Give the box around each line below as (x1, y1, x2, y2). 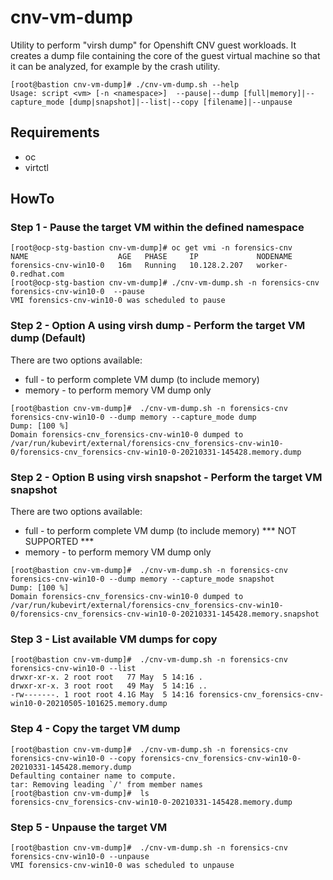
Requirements (10, 124, 100, 141)
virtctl (24, 161, 49, 173)
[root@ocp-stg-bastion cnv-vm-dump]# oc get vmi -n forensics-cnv (10, 243, 293, 253)
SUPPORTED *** (24, 536, 95, 548)
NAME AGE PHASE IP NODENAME (10, 252, 293, 262)
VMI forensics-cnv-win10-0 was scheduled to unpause (10, 860, 235, 870)
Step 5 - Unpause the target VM (10, 820, 168, 834)
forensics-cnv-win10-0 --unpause (10, 851, 150, 861)
